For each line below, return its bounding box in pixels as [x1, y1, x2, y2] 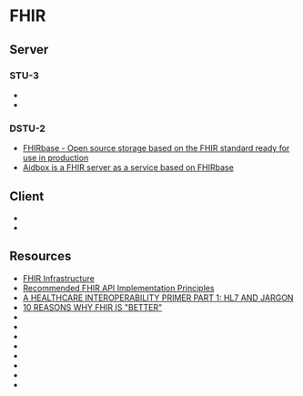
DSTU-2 [9, 122, 45, 135]
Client [9, 188, 45, 204]
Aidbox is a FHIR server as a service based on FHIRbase [22, 162, 234, 173]
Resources [9, 249, 72, 264]
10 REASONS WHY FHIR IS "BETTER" [22, 301, 163, 312]
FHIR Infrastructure [22, 272, 96, 283]
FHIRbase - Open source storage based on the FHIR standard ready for [22, 143, 290, 154]
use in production [22, 152, 89, 164]
